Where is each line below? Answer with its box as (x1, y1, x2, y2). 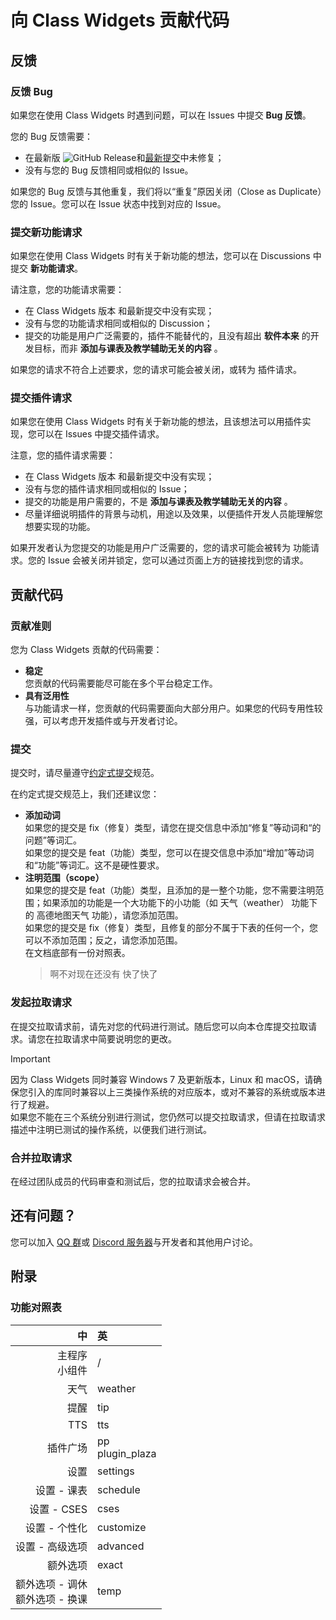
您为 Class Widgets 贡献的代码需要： (10, 644, 163, 656)
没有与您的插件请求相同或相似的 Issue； (24, 483, 190, 495)
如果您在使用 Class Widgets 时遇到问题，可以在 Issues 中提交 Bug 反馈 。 (10, 109, 312, 121)
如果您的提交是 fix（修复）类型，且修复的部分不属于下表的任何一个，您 (24, 922, 318, 934)
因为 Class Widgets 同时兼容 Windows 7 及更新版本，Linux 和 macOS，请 (10, 1073, 314, 1085)
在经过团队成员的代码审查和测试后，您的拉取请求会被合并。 (10, 1176, 256, 1188)
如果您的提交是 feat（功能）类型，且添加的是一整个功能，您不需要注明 (24, 884, 316, 896)
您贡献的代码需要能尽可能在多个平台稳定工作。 (24, 677, 218, 690)
